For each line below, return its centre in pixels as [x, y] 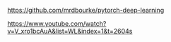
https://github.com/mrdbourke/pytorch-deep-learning [86, 10]
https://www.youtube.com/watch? [57, 23]
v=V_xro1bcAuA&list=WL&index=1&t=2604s [70, 31]
